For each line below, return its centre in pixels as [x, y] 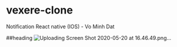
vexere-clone [40, 10]
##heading [19, 38]
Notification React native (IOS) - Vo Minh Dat [60, 26]
